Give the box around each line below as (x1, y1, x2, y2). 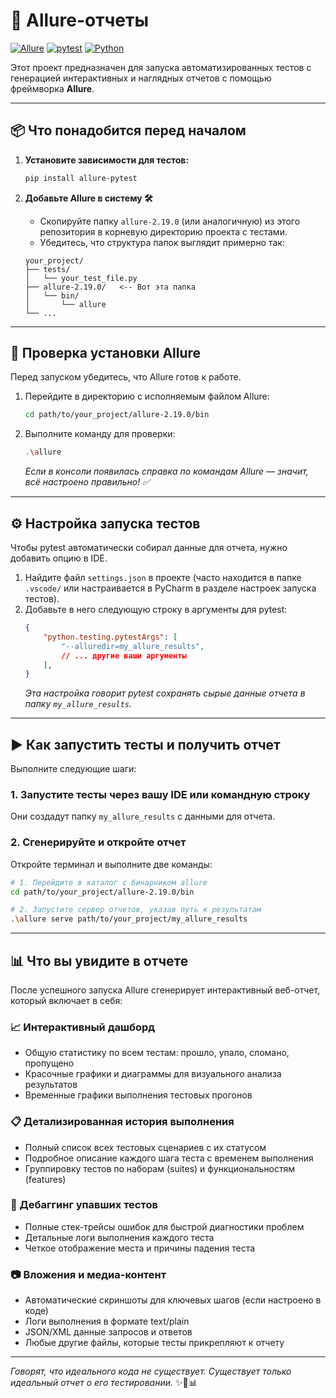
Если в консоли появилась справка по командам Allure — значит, (24, 465, 309, 478)
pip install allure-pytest (24, 173, 138, 183)
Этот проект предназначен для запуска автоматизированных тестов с (10, 61, 312, 73)
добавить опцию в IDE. (10, 552, 108, 564)
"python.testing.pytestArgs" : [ (43, 632, 178, 642)
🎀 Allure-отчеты (10, 9, 149, 32)
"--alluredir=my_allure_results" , (61, 641, 205, 651)
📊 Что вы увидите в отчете (10, 952, 189, 969)
